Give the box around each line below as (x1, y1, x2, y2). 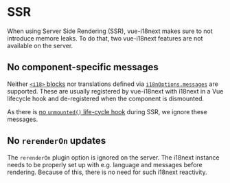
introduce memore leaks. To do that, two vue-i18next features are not (7, 34, 203, 42)
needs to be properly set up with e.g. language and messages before (7, 160, 203, 169)
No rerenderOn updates (7, 135, 106, 147)
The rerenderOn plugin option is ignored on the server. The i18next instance (7, 153, 220, 162)
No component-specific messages (7, 61, 159, 73)
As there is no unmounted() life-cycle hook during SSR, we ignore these (7, 107, 207, 116)
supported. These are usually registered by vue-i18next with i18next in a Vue (7, 87, 224, 95)
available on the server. (7, 41, 73, 50)
